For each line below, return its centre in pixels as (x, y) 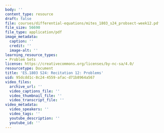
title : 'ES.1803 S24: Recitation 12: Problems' (54, 73)
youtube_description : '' (35, 118)
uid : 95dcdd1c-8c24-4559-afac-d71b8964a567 (50, 77)
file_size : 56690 (23, 28)
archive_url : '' (26, 86)
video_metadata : (21, 105)
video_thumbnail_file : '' (36, 95)
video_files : (18, 82)
